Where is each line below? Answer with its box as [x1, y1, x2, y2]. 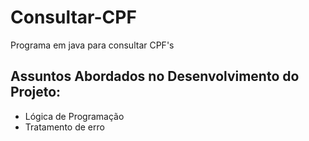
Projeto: [10, 84, 62, 101]
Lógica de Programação [24, 110, 125, 122]
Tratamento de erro [24, 121, 105, 133]
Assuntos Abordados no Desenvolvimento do [10, 68, 300, 85]
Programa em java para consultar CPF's [10, 39, 175, 51]
